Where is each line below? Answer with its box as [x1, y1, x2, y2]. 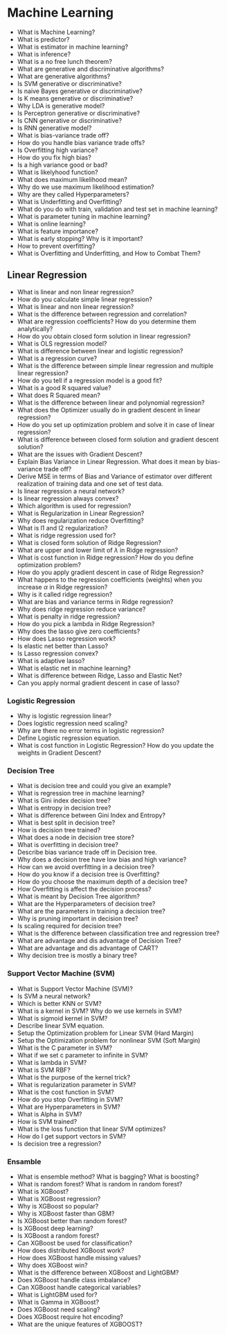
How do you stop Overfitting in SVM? [17, 1095, 123, 1103]
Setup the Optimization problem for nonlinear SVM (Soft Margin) [17, 1036, 201, 1044]
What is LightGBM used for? [17, 1290, 98, 1299]
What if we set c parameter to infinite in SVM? [17, 1050, 149, 1059]
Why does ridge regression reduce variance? [17, 605, 146, 613]
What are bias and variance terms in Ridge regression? [17, 597, 174, 605]
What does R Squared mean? [17, 391, 100, 399]
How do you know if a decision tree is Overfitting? [17, 870, 160, 879]
